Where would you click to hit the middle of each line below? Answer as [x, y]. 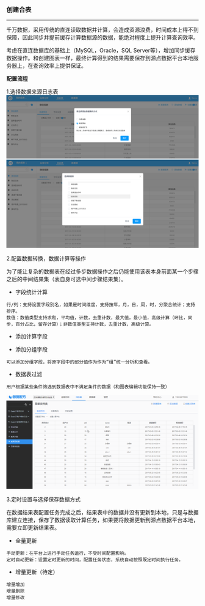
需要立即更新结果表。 [33, 528]
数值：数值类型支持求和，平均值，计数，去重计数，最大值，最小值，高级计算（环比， [97, 318]
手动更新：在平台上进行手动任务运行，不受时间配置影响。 [68, 553]
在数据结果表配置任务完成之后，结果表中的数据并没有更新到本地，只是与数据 [103, 513]
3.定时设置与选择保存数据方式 [44, 500]
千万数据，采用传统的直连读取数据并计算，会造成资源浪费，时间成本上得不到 [103, 30]
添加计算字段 [31, 336]
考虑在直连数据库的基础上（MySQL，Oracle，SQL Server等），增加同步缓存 [101, 51]
